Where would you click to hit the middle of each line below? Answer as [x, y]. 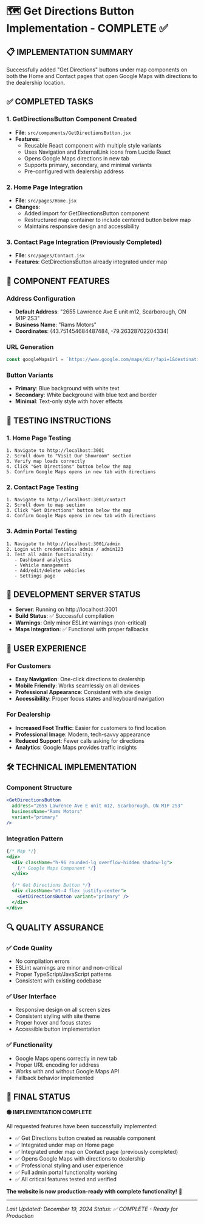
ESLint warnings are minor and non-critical [69, 968]
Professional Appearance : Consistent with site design [83, 692]
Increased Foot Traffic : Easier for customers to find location [90, 728]
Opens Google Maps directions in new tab [76, 158]
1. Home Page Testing [39, 438]
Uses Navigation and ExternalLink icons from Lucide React [97, 152]
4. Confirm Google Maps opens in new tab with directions [81, 516]
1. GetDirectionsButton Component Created [72, 119]
